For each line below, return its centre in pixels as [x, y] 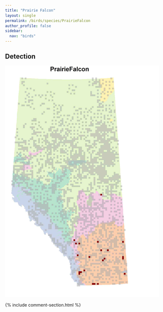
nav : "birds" [23, 36]
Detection [20, 56]
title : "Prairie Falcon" [30, 10]
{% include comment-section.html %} [43, 305]
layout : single [20, 15]
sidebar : [14, 31]
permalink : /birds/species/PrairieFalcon [48, 21]
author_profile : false [28, 26]
